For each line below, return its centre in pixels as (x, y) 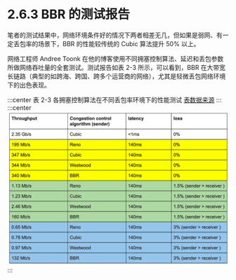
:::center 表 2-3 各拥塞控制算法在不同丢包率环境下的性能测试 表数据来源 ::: (114, 99)
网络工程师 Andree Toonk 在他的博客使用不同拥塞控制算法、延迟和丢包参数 (116, 58)
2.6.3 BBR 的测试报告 (69, 14)
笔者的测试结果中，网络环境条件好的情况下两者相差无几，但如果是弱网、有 (115, 35)
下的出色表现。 (29, 85)
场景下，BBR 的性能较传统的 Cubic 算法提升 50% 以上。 (119, 43)
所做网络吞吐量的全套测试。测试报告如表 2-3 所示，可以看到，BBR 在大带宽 (117, 67)
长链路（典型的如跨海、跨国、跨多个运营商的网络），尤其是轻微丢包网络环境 (117, 76)
